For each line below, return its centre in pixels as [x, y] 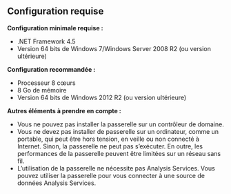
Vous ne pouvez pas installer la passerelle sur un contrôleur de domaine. [120, 124]
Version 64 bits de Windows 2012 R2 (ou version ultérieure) [102, 97]
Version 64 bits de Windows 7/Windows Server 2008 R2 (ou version [114, 48]
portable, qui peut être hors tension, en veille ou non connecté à [108, 139]
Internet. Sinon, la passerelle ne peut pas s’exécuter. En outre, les [110, 146]
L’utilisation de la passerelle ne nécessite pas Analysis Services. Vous [116, 168]
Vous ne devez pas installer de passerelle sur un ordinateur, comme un [118, 131]
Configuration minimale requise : [55, 28]
